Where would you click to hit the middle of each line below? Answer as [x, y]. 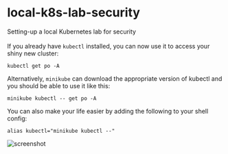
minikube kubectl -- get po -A [52, 98]
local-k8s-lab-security [74, 13]
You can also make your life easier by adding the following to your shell [108, 111]
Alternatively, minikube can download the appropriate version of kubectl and [115, 78]
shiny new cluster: [33, 53]
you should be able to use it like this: [59, 86]
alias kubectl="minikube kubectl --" [61, 131]
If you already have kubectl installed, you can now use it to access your [109, 46]
